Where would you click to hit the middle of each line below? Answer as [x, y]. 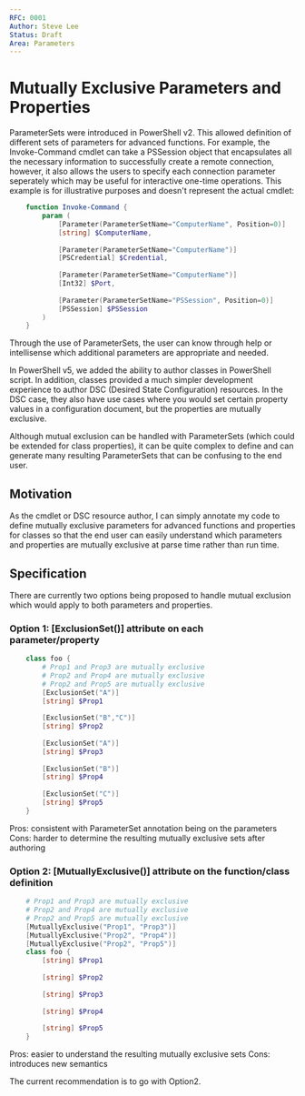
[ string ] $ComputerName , [105, 233]
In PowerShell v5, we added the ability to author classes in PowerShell [141, 370]
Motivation [41, 493]
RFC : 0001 [28, 18]
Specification [48, 573]
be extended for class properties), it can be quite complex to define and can [152, 446]
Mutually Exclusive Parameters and [145, 88]
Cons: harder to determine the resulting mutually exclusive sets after [138, 838]
